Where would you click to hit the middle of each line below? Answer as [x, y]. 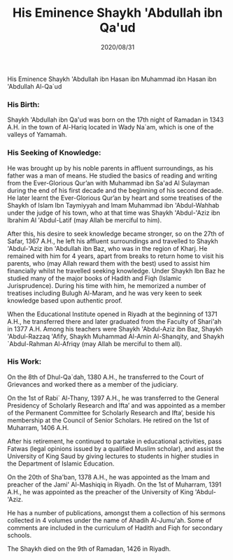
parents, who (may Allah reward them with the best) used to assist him [109, 263]
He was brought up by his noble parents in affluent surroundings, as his [110, 168]
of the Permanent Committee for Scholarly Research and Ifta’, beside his [111, 412]
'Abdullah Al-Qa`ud [35, 86]
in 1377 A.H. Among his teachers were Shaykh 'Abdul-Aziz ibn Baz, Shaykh [115, 329]
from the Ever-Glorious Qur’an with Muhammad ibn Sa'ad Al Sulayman [108, 182]
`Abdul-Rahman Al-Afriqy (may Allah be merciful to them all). [95, 343]
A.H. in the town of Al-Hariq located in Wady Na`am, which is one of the [111, 127]
